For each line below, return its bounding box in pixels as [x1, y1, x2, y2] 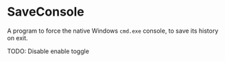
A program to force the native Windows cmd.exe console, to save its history [7, 27, 219, 35]
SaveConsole [7, 4, 84, 20]
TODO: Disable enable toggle [7, 47, 89, 55]
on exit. [7, 33, 29, 42]
